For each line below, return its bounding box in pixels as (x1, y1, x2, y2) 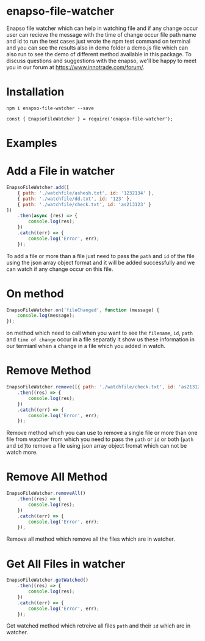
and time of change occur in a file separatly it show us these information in (6, 336, 195, 343)
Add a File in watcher (6, 164, 115, 178)
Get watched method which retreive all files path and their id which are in (6, 622, 191, 629)
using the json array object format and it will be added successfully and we (6, 259, 195, 266)
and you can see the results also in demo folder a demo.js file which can (6, 44, 188, 51)
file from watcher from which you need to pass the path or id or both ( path (6, 435, 194, 443)
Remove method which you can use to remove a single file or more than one (6, 429, 198, 437)
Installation (6, 85, 65, 99)
